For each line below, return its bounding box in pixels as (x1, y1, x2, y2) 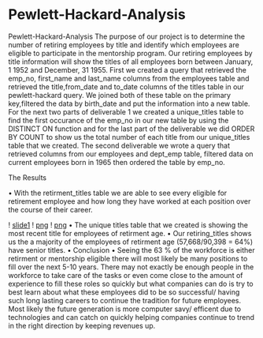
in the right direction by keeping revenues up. (8, 321, 156, 330)
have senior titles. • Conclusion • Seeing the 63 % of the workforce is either (8, 245, 255, 254)
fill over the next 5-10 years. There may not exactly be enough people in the (8, 262, 254, 272)
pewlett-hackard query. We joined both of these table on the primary (8, 90, 231, 100)
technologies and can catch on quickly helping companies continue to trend (8, 312, 254, 321)
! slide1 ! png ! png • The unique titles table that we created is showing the (8, 220, 248, 230)
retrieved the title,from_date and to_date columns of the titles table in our (8, 81, 244, 92)
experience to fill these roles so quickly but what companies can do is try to (8, 279, 254, 288)
